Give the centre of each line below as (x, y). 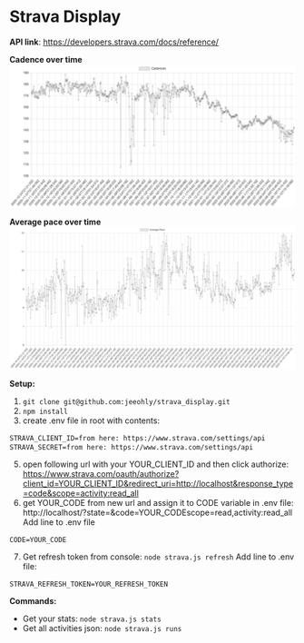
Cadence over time (46, 59)
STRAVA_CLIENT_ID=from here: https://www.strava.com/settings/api (137, 439)
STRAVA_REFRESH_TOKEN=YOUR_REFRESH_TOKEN (89, 584)
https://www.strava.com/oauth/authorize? (101, 474)
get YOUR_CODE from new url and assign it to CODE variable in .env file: (158, 503)
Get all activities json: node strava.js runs (102, 628)
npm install (45, 412)
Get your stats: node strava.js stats (92, 618)
